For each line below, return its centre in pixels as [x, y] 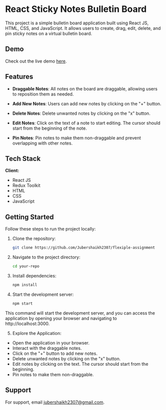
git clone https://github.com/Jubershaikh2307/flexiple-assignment [83, 248]
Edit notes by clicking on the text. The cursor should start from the [80, 364]
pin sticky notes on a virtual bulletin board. [49, 33]
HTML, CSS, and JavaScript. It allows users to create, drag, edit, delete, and [83, 28]
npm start [23, 303]
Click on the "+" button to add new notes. [55, 353]
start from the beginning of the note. [49, 128]
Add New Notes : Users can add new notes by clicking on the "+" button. [87, 103]
